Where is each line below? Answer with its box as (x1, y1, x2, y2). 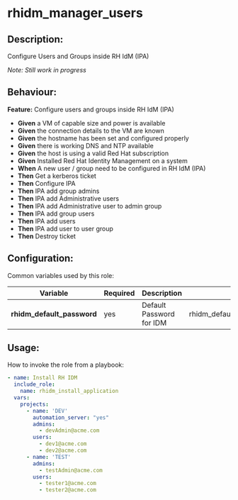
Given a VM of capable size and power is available (17, 118, 166, 127)
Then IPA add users (17, 216, 76, 225)
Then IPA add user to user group (17, 224, 113, 233)
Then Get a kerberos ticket (17, 172, 97, 180)
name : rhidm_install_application (20, 388, 119, 395)
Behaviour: (7, 87, 57, 99)
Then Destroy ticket (17, 232, 76, 240)
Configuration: (7, 252, 74, 265)
